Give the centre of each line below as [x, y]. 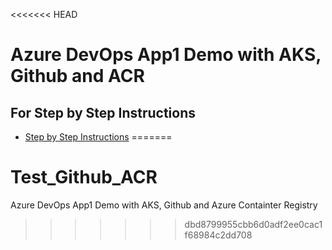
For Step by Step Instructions [103, 112]
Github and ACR [77, 76]
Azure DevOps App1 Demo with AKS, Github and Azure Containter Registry [164, 205]
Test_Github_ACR [84, 177]
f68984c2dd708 [218, 235]
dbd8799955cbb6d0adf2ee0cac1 [253, 224]
